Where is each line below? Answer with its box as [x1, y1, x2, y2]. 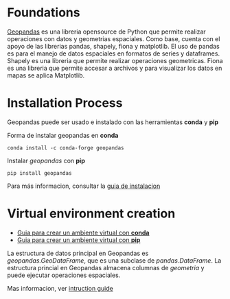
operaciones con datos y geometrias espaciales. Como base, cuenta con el [7, 34, 220, 43]
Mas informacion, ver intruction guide [7, 284, 113, 292]
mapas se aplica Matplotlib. [7, 71, 85, 80]
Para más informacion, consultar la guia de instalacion [7, 182, 161, 190]
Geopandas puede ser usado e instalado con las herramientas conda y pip [7, 118, 219, 126]
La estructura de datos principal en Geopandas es [7, 249, 149, 257]
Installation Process [7, 95, 123, 111]
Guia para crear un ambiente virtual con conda [16, 228, 150, 237]
